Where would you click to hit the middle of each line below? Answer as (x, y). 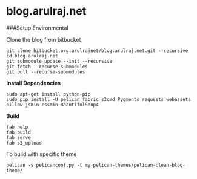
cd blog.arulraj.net (32, 56)
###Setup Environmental (37, 28)
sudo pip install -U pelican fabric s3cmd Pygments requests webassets (98, 99)
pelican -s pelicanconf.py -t (45, 165)
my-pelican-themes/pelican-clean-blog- (135, 165)
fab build (19, 132)
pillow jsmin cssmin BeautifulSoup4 (52, 105)
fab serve (19, 137)
